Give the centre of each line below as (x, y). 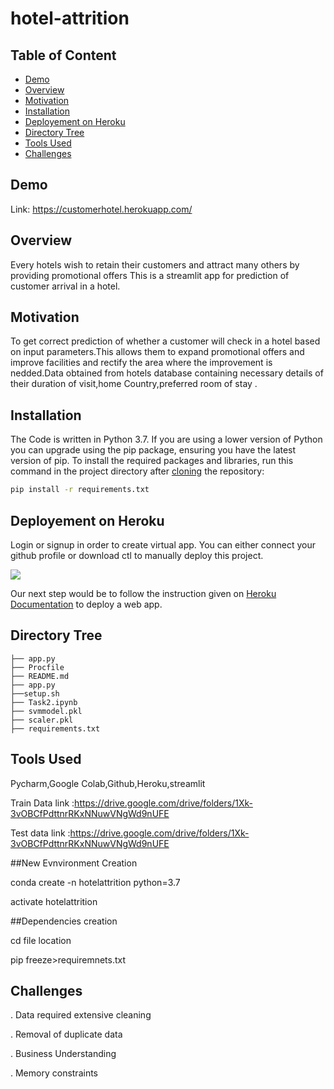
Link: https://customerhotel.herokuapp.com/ (101, 209)
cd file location (41, 940)
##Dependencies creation (64, 921)
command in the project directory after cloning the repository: (137, 471)
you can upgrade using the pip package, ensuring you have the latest (153, 450)
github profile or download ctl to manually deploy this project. (137, 555)
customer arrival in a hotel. (65, 286)
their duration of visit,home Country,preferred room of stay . (134, 384)
